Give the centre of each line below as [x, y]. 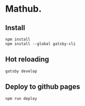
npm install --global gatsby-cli [40, 44]
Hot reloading [27, 59]
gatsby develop [21, 71]
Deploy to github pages [43, 87]
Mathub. [24, 9]
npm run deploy [21, 98]
